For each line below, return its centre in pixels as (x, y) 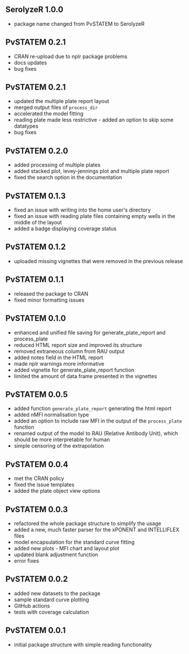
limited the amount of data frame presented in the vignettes (85, 376)
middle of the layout (38, 223)
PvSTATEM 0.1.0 (36, 319)
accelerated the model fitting (49, 114)
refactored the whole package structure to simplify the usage (87, 523)
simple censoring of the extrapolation (59, 446)
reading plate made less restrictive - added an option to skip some (94, 120)
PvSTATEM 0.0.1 (36, 630)
